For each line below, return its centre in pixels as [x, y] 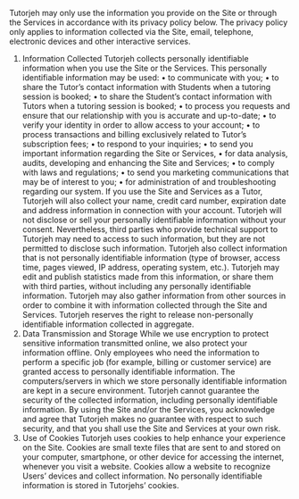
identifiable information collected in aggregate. [108, 324]
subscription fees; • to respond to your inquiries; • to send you [137, 144]
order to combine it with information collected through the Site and [145, 305]
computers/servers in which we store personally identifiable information [154, 381]
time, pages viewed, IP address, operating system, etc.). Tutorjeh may [150, 267]
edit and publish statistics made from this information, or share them [148, 277]
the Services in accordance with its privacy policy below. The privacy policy [149, 22]
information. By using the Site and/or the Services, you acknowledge [148, 409]
